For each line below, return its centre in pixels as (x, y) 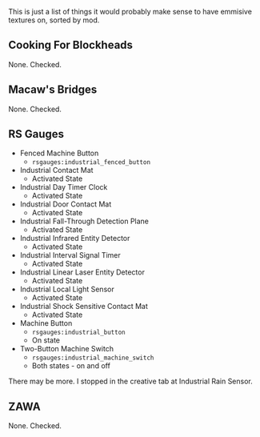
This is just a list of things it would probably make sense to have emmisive (130, 12)
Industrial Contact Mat (56, 170)
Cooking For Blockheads (71, 45)
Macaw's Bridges (53, 90)
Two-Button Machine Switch (67, 349)
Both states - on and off (71, 366)
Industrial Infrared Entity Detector (75, 239)
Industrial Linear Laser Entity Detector (82, 272)
